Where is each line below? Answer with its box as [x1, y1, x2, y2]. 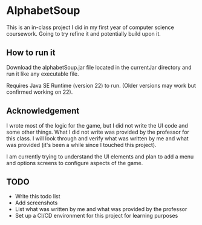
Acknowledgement [6, 106, 80, 116]
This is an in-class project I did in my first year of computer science [6, 24, 174, 31]
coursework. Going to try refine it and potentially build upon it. [6, 30, 161, 37]
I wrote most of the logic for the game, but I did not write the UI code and [6, 122, 189, 129]
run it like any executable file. [6, 70, 79, 77]
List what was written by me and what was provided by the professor [15, 206, 187, 213]
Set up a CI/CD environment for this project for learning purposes [15, 212, 178, 220]
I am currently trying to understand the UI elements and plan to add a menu [6, 152, 194, 160]
